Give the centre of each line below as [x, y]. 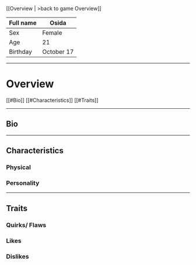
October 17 [58, 52]
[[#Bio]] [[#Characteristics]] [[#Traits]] [52, 100]
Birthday [20, 52]
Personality [23, 183]
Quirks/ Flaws [26, 225]
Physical [18, 167]
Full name [23, 23]
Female [52, 33]
